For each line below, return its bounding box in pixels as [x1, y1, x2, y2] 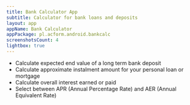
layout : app [6, 20, 37, 26]
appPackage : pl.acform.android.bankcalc [6, 32, 111, 38]
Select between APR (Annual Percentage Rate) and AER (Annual [15, 85, 177, 92]
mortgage [15, 72, 40, 80]
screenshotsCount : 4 [6, 37, 59, 43]
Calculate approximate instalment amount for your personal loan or [15, 66, 184, 73]
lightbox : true [6, 43, 45, 49]
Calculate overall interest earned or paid [15, 78, 117, 86]
